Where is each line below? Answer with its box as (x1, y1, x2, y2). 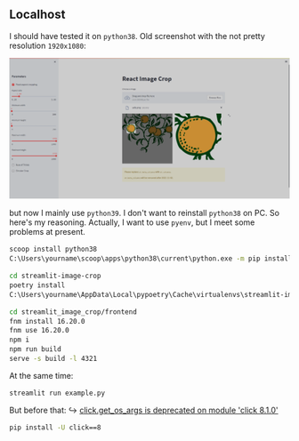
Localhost (9, 7, 66, 22)
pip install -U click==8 (9, 422, 101, 432)
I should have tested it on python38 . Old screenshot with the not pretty (9, 30, 265, 41)
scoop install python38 (9, 245, 98, 254)
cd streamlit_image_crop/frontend (9, 307, 138, 317)
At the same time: (9, 370, 74, 381)
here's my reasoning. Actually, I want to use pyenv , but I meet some (9, 217, 255, 228)
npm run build (9, 345, 62, 354)
